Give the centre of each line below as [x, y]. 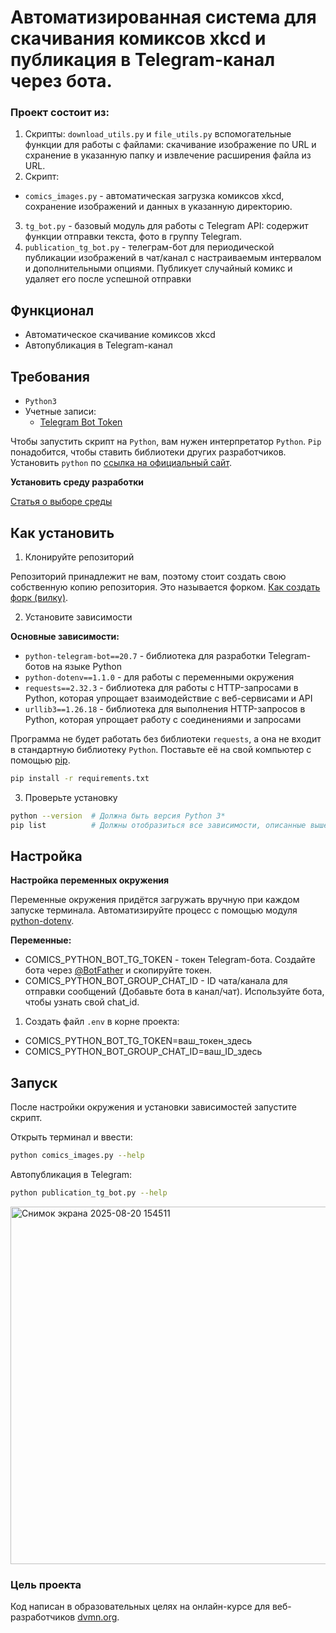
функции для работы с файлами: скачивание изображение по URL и [170, 145]
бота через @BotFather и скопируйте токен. [118, 970]
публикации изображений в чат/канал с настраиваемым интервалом [173, 258]
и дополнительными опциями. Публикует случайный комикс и [158, 268]
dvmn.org [97, 1617]
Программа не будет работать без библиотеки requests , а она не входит [166, 738]
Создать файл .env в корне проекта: [102, 1022]
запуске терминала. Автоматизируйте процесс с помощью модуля [154, 910]
